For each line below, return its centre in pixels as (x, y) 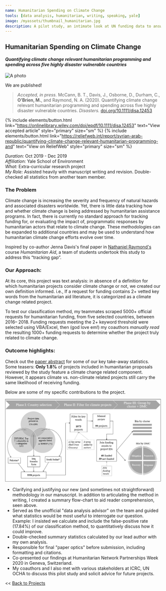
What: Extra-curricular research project (45, 166)
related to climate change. (32, 338)
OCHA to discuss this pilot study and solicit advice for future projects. (83, 573)
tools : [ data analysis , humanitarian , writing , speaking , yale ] (73, 16)
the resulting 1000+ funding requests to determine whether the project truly (82, 333)
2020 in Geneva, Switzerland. (42, 563)
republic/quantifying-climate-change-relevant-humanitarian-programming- (82, 141)
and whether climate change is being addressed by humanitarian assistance (83, 211)
